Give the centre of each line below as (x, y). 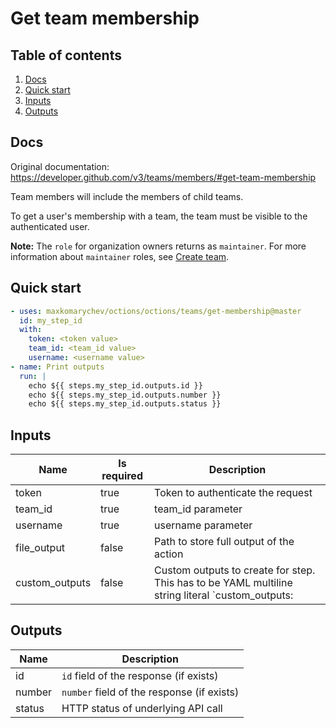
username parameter (203, 525)
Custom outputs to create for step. (235, 570)
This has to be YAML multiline (223, 583)
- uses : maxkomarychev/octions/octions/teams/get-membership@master (156, 311)
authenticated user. (50, 226)
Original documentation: (60, 166)
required (122, 476)
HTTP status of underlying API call (142, 708)
